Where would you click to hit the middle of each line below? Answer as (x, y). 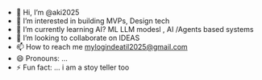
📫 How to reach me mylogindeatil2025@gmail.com (102, 47)
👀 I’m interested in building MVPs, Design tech (93, 21)
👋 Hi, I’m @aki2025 (48, 12)
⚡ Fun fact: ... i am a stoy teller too (73, 67)
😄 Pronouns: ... (42, 58)
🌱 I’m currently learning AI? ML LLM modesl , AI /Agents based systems (135, 29)
